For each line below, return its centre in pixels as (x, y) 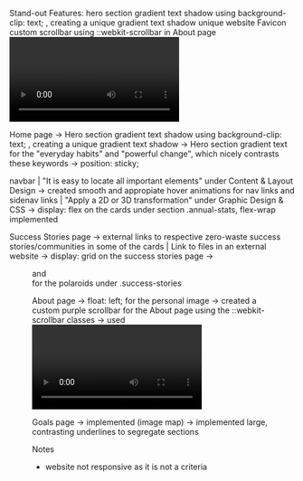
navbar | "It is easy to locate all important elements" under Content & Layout (151, 181)
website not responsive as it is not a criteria (126, 467)
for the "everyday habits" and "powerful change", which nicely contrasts (144, 154)
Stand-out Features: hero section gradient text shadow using (123, 13)
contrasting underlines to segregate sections (115, 432)
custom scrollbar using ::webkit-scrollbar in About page (113, 32)
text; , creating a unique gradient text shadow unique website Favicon (156, 23)
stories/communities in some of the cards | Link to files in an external (138, 246)
